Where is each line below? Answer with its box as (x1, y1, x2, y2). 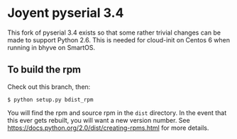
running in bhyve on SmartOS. (7, 43, 96, 52)
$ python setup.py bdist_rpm (7, 96, 94, 103)
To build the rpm (7, 64, 82, 75)
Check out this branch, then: (7, 83, 91, 91)
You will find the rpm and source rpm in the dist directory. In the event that (7, 108, 227, 117)
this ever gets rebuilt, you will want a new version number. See (7, 116, 190, 124)
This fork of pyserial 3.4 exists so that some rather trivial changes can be (7, 28, 221, 37)
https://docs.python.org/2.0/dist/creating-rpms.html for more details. (7, 123, 209, 132)
